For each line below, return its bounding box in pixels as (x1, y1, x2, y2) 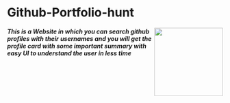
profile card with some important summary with (7, 42, 147, 50)
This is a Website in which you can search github (7, 27, 150, 35)
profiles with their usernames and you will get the (7, 34, 152, 42)
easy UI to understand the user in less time (7, 49, 131, 57)
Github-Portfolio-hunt (7, 5, 135, 20)
